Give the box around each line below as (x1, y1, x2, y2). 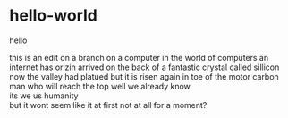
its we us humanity (9, 90, 79, 101)
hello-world (9, 5, 98, 26)
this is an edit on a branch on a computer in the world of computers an (9, 52, 269, 63)
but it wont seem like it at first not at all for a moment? (9, 99, 208, 110)
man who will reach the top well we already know (9, 80, 191, 91)
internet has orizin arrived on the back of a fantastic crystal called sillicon (9, 62, 280, 72)
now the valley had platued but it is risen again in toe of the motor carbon (9, 71, 279, 81)
